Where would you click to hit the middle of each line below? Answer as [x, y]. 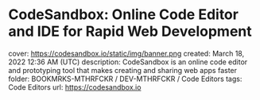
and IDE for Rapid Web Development [130, 31]
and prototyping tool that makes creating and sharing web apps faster [122, 70]
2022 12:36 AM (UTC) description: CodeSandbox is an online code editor [128, 62]
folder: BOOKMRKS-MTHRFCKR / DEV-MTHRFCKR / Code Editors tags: [125, 79]
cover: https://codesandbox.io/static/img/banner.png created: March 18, [126, 53]
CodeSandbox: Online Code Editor [123, 15]
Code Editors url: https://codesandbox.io [75, 87]
